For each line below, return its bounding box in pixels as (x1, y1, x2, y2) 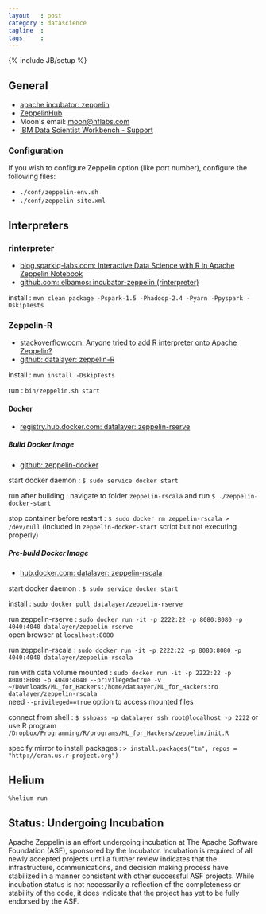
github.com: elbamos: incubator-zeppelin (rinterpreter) (19, 278, 199, 287)
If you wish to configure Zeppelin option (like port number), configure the (8, 163, 248, 173)
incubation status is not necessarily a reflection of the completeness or (8, 880, 241, 889)
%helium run (8, 795, 48, 803)
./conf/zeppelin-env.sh (19, 189, 99, 197)
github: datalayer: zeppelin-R (19, 355, 115, 365)
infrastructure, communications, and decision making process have (8, 863, 229, 873)
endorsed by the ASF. (8, 896, 79, 906)
